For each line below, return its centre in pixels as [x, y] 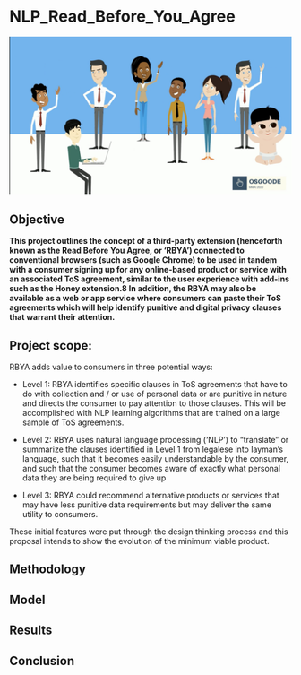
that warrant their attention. [62, 317]
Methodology [48, 570]
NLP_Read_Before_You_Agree [122, 17]
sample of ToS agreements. [73, 422]
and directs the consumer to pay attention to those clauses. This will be [154, 403]
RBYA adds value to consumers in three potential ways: [111, 367]
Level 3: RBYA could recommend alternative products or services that [150, 496]
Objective [37, 219]
